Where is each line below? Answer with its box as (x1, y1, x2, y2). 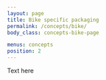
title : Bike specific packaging (7, 16, 99, 23)
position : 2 (7, 48, 41, 55)
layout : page (7, 10, 44, 17)
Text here (7, 66, 34, 75)
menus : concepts (7, 42, 53, 49)
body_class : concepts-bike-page (7, 29, 99, 36)
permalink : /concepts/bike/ (7, 23, 88, 29)
